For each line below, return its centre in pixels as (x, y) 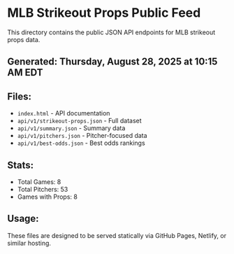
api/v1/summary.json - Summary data (71, 128)
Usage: (23, 219)
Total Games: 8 (39, 182)
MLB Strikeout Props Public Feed (104, 13)
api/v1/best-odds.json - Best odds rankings (81, 143)
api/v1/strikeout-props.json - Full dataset (79, 121)
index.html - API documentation (64, 113)
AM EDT (25, 72)
